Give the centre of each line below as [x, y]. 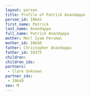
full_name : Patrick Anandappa [37, 34]
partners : [16, 67]
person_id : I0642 [24, 19]
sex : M [12, 85]
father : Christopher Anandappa [38, 48]
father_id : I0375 [24, 52]
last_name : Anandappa [28, 29]
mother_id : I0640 [24, 43]
